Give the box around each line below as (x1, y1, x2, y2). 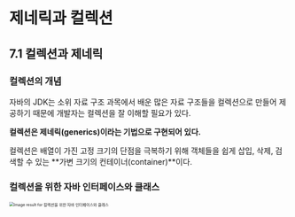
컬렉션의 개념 (9, 74, 62, 87)
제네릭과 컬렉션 (9, 8, 113, 28)
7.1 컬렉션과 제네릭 (9, 46, 104, 61)
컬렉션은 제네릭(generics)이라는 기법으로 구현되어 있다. (9, 126, 201, 137)
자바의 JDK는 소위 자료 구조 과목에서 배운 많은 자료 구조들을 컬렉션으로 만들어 (9, 97, 277, 107)
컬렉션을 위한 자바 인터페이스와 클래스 (9, 181, 160, 193)
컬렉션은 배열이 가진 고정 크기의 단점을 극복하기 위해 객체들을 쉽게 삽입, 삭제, (9, 145, 274, 156)
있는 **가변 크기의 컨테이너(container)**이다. (35, 156, 193, 167)
